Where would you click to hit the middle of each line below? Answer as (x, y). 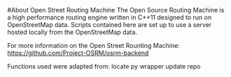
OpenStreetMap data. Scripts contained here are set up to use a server (110, 25)
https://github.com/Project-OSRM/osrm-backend (78, 53)
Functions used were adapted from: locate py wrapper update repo (104, 66)
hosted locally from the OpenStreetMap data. (72, 32)
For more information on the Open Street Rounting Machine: (93, 45)
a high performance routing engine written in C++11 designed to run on (110, 17)
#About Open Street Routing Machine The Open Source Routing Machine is (116, 10)
